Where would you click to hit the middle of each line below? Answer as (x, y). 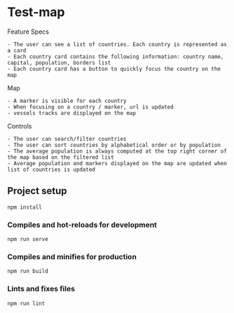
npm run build (28, 271)
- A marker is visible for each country (67, 101)
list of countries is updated (51, 169)
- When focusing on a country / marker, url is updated (90, 107)
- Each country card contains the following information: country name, (116, 57)
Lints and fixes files (41, 289)
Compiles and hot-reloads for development (82, 225)
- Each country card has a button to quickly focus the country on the (114, 69)
